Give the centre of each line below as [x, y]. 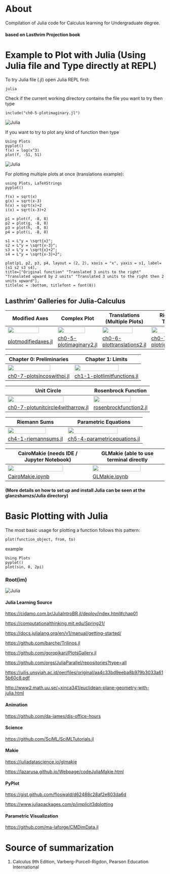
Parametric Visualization [32, 816]
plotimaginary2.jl [77, 345]
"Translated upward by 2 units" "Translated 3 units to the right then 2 [85, 277]
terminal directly [127, 460]
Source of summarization [59, 848]
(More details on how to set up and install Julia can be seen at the [75, 490]
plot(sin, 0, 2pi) [25, 567]
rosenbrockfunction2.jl [120, 408]
